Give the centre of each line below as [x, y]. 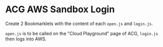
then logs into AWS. [26, 39]
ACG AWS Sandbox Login [60, 9]
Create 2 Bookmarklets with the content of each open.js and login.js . [79, 24]
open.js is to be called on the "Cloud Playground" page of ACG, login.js [82, 33]
